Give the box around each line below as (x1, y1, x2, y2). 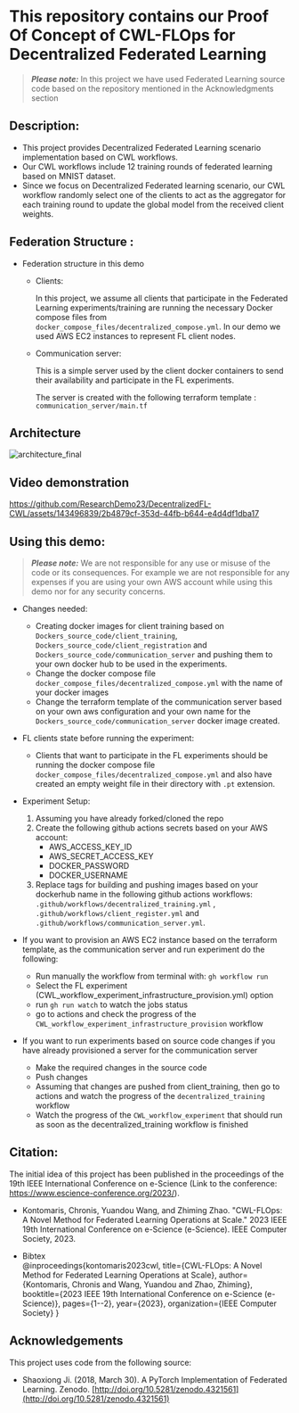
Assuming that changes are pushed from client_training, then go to (35, 1081, 280, 1092)
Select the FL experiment (35, 980, 128, 991)
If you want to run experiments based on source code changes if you (21, 1036, 276, 1045)
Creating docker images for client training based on (35, 621, 225, 631)
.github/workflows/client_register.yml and (35, 908, 200, 918)
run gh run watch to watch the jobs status (35, 999, 189, 1010)
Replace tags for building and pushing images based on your (35, 880, 259, 889)
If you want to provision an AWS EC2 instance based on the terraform (21, 935, 278, 945)
